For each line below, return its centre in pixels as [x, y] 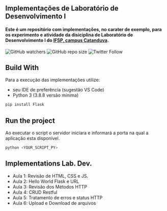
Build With [22, 68]
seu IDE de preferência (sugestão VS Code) [58, 90]
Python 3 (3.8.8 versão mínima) [46, 95]
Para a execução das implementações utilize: [53, 80]
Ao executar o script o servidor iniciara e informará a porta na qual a [77, 133]
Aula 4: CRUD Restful [35, 192]
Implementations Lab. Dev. [49, 164]
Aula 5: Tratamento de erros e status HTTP [58, 197]
